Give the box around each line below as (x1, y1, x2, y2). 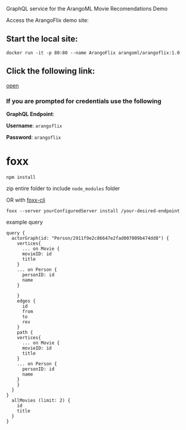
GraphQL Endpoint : (6, 110, 55, 117)
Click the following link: (6, 66, 95, 77)
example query (6, 218, 44, 225)
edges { (17, 298, 36, 304)
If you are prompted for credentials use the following (6, 97, 162, 105)
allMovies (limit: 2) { (11, 397, 70, 403)
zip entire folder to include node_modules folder (6, 185, 120, 192)
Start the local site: (6, 34, 79, 44)
